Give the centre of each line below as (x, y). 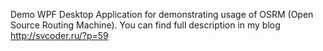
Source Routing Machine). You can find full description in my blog (145, 25)
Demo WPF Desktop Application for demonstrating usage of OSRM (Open (162, 14)
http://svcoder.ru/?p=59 (59, 35)
